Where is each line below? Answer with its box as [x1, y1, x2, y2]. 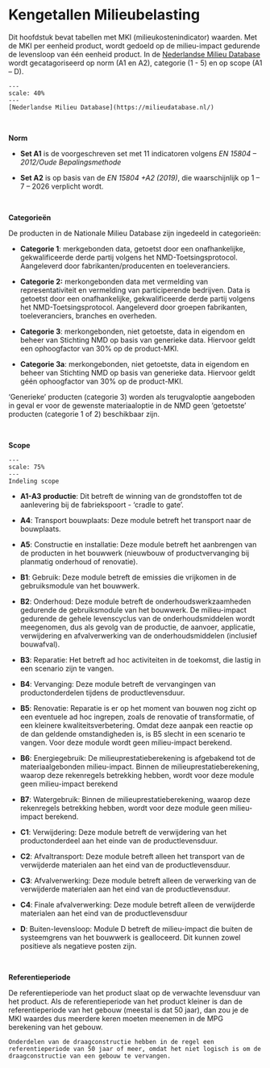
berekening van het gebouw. [8, 1022, 103, 1032]
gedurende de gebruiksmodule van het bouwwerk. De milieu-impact [19, 605, 247, 614]
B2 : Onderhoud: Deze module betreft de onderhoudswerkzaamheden [19, 596, 251, 606]
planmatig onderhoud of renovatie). [19, 556, 139, 566]
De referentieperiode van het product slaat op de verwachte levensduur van [8, 987, 260, 997]
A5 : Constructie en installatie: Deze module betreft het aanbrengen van [19, 539, 257, 549]
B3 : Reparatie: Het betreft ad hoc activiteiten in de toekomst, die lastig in [19, 655, 261, 664]
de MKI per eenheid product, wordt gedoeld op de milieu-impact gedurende [8, 40, 260, 50]
